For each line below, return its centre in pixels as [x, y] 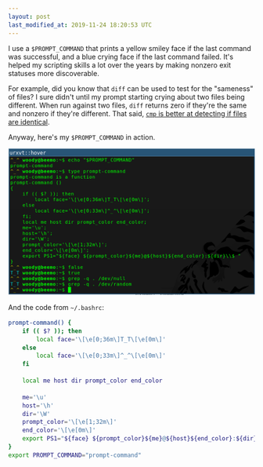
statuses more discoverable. [54, 73]
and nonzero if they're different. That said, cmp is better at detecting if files [128, 113]
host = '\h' [38, 405]
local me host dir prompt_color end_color [92, 381]
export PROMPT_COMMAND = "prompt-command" [75, 455]
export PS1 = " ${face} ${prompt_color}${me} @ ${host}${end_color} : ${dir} [140, 439]
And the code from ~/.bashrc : [56, 307]
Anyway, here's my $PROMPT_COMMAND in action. [82, 137]
